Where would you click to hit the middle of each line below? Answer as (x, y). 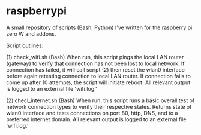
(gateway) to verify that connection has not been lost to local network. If (95, 63)
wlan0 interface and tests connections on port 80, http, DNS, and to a (92, 113)
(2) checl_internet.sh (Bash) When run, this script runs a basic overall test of (100, 100)
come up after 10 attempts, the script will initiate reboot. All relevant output (98, 82)
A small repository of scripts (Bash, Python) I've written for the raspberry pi (99, 27)
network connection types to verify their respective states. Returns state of (99, 106)
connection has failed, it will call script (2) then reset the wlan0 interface (95, 69)
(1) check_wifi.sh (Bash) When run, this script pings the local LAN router (95, 57)
